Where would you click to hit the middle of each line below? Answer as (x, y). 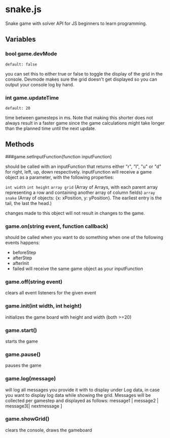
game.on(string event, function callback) (57, 226)
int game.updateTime (32, 97)
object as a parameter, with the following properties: (60, 177)
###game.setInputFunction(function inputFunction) (59, 156)
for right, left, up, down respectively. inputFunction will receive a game (79, 172)
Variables (21, 39)
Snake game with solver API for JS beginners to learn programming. (76, 23)
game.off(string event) (34, 282)
